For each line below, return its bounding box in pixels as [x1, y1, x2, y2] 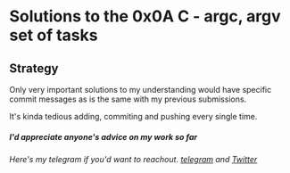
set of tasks [9, 25, 98, 45]
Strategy [9, 61, 59, 76]
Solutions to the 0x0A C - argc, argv [9, 6, 281, 27]
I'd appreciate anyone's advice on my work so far [9, 131, 198, 142]
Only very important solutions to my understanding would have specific [9, 85, 272, 95]
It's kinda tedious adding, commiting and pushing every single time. [9, 111, 258, 121]
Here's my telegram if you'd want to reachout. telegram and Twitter [9, 153, 258, 164]
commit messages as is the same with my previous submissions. [9, 94, 247, 104]
